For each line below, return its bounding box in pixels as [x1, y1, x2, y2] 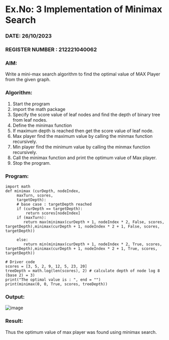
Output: [5, 293, 25, 300]
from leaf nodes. [12, 117, 48, 123]
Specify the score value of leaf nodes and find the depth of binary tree [12, 111, 161, 118]
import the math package [12, 106, 66, 112]
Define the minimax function [12, 122, 72, 128]
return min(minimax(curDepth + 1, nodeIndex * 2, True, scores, [23, 242, 162, 247]
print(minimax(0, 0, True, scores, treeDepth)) [5, 281, 108, 287]
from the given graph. [5, 77, 51, 83]
